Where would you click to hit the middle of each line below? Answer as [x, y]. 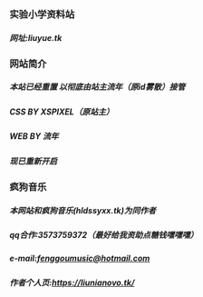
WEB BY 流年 [34, 136]
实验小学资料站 [42, 14]
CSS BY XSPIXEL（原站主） [62, 112]
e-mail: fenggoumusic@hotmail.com [80, 258]
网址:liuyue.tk [36, 37]
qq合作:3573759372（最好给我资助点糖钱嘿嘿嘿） [104, 234]
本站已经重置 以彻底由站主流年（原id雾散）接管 [97, 87]
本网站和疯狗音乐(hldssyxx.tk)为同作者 [83, 210]
